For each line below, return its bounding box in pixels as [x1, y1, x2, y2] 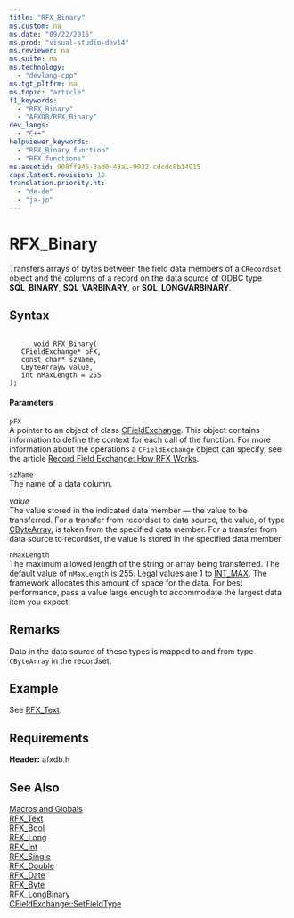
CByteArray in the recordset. [9, 655, 112, 666]
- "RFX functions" [17, 153, 86, 163]
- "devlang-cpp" [17, 71, 78, 80]
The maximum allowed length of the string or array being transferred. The [9, 558, 280, 569]
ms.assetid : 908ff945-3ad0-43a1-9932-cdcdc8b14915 [9, 162, 201, 171]
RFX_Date [9, 870, 46, 881]
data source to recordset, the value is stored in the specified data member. [9, 533, 283, 544]
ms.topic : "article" [9, 87, 86, 96]
